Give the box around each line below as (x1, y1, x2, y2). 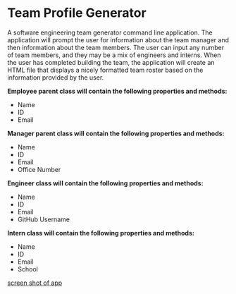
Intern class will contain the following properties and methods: (7, 228, 195, 237)
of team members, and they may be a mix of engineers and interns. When (7, 51, 221, 59)
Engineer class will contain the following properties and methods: (7, 178, 204, 188)
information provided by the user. (7, 73, 104, 82)
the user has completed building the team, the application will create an (7, 58, 215, 66)
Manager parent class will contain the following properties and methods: (7, 129, 225, 137)
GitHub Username (17, 215, 70, 223)
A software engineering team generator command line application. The (7, 28, 213, 37)
